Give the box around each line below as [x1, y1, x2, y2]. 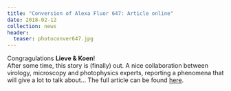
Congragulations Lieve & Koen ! [7, 54, 96, 62]
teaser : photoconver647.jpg [13, 36, 94, 42]
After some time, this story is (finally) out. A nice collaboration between [7, 62, 208, 70]
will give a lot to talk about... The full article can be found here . [7, 76, 184, 84]
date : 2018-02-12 [7, 16, 57, 23]
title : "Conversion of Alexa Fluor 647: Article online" [7, 10, 174, 17]
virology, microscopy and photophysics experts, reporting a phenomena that [7, 69, 224, 77]
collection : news [7, 23, 57, 29]
